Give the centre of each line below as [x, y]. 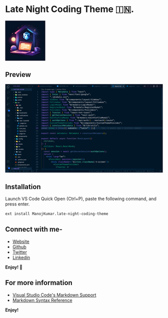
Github [19, 246]
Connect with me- [34, 229]
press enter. [17, 204]
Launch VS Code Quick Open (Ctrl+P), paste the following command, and [81, 199]
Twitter [20, 252]
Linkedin [21, 257]
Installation [23, 187]
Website [21, 241]
